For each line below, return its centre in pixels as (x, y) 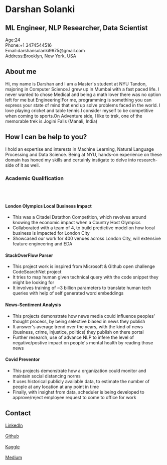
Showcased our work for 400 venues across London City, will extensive (87, 239)
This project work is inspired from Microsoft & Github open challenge (84, 266)
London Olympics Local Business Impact (48, 206)
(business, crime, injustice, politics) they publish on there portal (78, 332)
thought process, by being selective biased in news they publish (79, 321)
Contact (18, 413)
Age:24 (13, 40)
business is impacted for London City (51, 233)
